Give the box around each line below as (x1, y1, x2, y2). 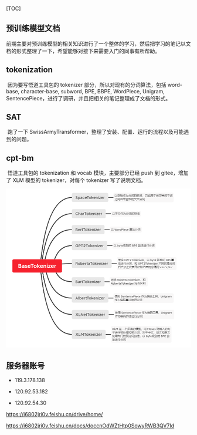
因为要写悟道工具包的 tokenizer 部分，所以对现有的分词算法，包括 (7, 81, 167, 88)
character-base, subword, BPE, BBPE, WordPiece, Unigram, (21, 87, 165, 95)
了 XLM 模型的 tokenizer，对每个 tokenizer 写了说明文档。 (6, 177, 147, 184)
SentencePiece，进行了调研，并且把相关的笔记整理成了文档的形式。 (6, 95, 171, 102)
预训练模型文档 (6, 23, 60, 33)
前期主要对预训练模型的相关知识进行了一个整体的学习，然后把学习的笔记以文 (6, 40, 191, 47)
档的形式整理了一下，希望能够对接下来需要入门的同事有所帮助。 (6, 47, 160, 55)
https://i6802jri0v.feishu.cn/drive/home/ (6, 411, 103, 417)
